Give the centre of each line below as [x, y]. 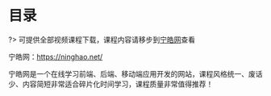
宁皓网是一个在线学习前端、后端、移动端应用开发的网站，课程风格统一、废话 [135, 73]
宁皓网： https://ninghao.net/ [56, 56]
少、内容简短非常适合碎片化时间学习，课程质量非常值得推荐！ [111, 84]
